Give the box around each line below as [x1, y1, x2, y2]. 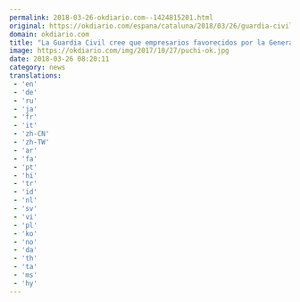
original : [9, 21, 46, 30]
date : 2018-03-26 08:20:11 [9, 55, 110, 63]
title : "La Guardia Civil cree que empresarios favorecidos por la [9, 38, 266, 47]
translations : [9, 71, 62, 80]
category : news [9, 63, 66, 72]
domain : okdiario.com [9, 29, 90, 38]
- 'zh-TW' [12, 138, 50, 147]
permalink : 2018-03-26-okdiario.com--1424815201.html [9, 13, 214, 22]
